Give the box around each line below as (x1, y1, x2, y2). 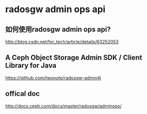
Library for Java (5, 61, 57, 70)
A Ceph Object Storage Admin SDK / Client (5, 53, 142, 62)
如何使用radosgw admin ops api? (5, 25, 111, 33)
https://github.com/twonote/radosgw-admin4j (5, 74, 101, 81)
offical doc (5, 90, 40, 98)
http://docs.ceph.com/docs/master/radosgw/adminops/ (5, 103, 122, 109)
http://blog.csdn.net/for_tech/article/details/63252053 (5, 39, 119, 45)
